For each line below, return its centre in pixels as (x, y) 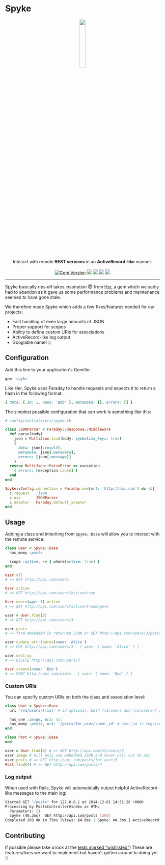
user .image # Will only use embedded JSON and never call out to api (78, 755)
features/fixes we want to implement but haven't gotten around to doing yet (82, 852)
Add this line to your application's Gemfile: (48, 369)
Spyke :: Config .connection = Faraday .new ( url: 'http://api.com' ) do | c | (80, 488)
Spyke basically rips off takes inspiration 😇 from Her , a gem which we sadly (82, 287)
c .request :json (28, 493)
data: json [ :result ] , (40, 447)
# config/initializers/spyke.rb (38, 420)
